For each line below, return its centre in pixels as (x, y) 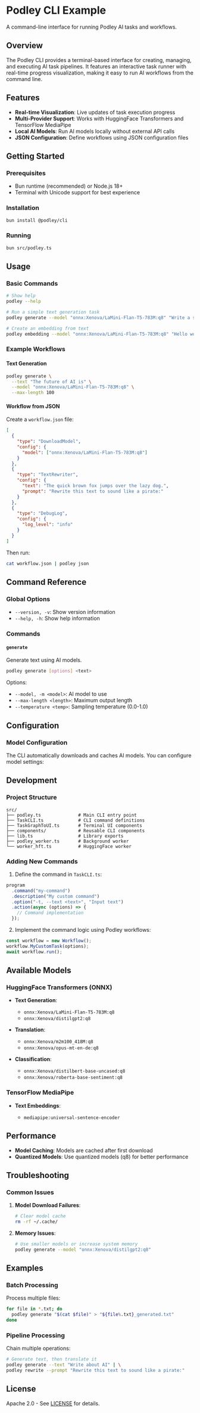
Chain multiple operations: (38, 1349)
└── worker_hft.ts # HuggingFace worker (69, 846)
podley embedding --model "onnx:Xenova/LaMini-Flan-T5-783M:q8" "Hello (97, 334)
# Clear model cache (40, 1216)
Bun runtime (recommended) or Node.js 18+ (69, 186)
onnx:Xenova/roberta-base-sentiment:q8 (73, 1078)
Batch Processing (32, 1285)
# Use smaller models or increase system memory (76, 1244)
